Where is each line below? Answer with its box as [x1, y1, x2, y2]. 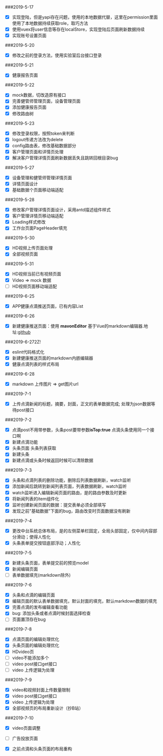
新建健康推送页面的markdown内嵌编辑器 [12, 355, 93, 361]
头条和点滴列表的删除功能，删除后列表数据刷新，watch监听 [12, 477, 131, 483]
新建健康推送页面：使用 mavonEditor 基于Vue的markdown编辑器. [12, 323, 144, 329]
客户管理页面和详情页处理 [12, 148, 64, 154]
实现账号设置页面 [12, 33, 47, 39]
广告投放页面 [12, 735, 38, 741]
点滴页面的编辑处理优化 [12, 636, 59, 642]
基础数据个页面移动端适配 [12, 187, 64, 192]
